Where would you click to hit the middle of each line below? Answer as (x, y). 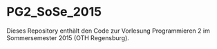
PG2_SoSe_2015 (54, 12)
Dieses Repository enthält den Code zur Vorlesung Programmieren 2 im (108, 31)
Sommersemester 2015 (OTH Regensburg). (68, 37)
